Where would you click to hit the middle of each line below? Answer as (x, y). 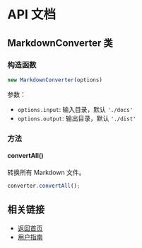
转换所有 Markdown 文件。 (46, 172)
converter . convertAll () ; (44, 186)
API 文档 (32, 15)
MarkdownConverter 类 (60, 43)
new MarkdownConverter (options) (55, 80)
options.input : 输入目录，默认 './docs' (75, 109)
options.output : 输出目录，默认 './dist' (77, 118)
